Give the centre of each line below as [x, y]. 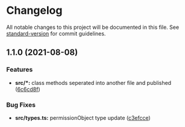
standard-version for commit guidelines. [56, 33]
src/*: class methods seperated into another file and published [93, 82]
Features [20, 70]
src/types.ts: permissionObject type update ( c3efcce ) [83, 117]
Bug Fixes [21, 105]
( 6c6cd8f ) [27, 89]
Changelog [34, 11]
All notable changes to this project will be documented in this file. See [93, 27]
